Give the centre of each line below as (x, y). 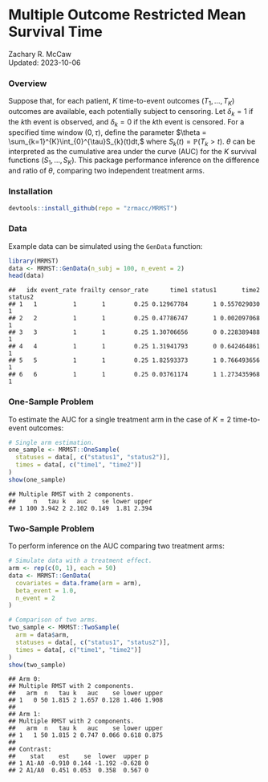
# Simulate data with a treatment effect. (80, 561)
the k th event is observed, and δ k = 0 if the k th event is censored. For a (126, 122)
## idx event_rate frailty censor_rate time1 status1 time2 (134, 291)
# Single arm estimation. (51, 442)
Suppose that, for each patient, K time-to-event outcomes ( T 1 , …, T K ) (122, 102)
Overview (28, 83)
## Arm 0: (25, 679)
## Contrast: (30, 749)
